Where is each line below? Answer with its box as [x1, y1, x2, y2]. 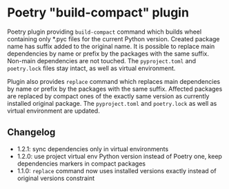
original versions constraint [17, 174, 95, 182]
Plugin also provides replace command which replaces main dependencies [7, 77, 221, 85]
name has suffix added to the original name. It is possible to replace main [7, 42, 215, 50]
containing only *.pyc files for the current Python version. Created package [7, 34, 220, 43]
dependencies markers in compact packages [17, 159, 146, 168]
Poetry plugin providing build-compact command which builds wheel [7, 27, 202, 36]
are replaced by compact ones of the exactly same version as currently [7, 91, 210, 100]
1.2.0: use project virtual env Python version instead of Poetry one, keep [17, 152, 223, 160]
